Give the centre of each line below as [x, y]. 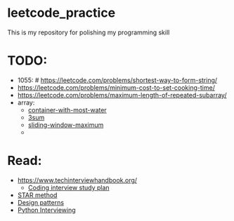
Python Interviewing [46, 210]
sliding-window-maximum [66, 125]
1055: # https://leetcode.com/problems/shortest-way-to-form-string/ [117, 80]
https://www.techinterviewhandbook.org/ [77, 180]
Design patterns [41, 202]
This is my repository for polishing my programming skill [89, 32]
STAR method [37, 195]
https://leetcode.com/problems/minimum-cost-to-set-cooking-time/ [116, 87]
